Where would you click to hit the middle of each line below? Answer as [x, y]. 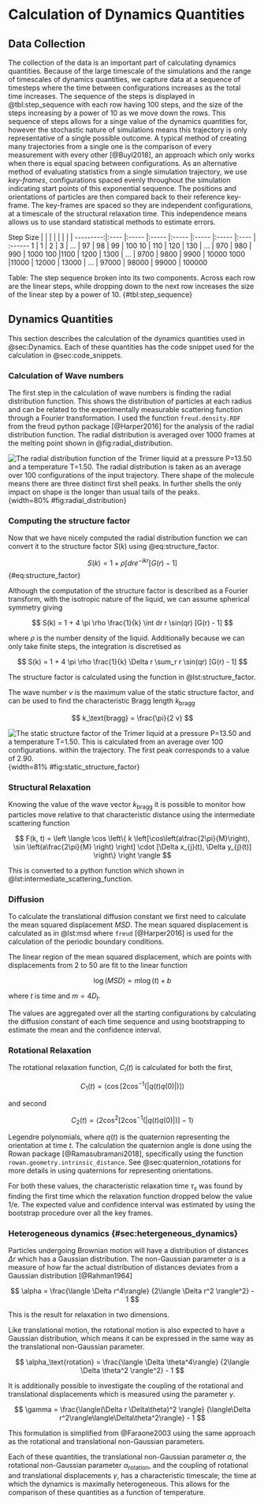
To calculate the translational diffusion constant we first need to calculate [127, 917]
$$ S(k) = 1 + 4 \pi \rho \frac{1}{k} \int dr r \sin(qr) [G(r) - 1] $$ [132, 623]
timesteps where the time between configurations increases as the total [125, 88]
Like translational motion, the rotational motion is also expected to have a [126, 1330]
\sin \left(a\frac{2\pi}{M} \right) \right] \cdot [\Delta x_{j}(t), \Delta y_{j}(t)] [132, 846]
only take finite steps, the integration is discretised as [95, 647]
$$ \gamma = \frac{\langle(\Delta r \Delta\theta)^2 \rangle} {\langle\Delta [132, 1409]
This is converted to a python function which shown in [96, 870]
